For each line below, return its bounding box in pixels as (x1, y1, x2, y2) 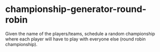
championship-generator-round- (5, 3, 146, 15)
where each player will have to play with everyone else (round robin (5, 36, 146, 42)
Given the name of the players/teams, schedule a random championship (5, 30, 155, 36)
